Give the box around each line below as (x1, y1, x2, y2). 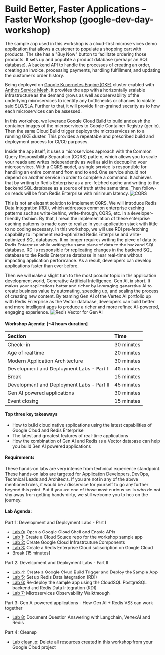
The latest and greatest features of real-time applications (12, 433, 128, 439)
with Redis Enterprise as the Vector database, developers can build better (5, 298, 155, 304)
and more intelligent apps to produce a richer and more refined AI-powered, (5, 304, 159, 310)
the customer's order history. (5, 72, 64, 78)
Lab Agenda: (5, 508, 32, 514)
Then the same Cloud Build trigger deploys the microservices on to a (5, 128, 145, 134)
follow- (142, 185, 157, 191)
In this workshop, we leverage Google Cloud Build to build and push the (5, 118, 150, 123)
